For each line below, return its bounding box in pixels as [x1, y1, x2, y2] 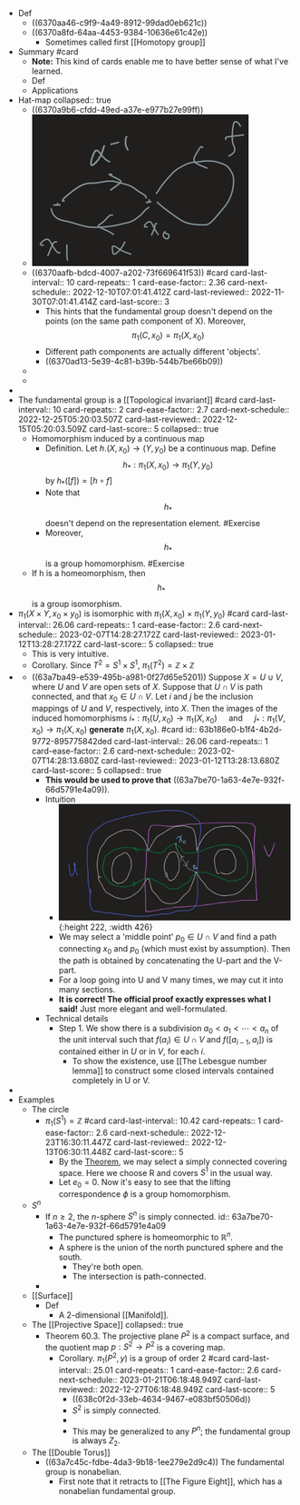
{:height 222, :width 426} [58, 922, 153, 932]
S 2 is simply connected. [72, 1403, 161, 1416]
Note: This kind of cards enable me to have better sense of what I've [31, 56, 289, 66]
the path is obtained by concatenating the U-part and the [58, 954, 272, 966]
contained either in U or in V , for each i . [58, 1046, 206, 1057]
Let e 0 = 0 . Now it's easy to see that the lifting [58, 1177, 231, 1190]
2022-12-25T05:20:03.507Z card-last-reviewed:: [17, 414, 201, 424]
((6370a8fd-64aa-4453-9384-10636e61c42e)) [31, 27, 208, 37]
